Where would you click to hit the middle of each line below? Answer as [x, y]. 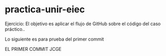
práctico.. [15, 29]
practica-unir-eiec [45, 10]
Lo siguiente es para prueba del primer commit [54, 39]
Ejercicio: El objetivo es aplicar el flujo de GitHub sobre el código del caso [83, 24]
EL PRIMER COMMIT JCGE [33, 49]
